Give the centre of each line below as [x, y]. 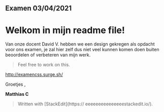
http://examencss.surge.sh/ [34, 74]
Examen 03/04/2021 [39, 8]
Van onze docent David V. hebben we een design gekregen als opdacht [80, 44]
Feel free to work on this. [44, 65]
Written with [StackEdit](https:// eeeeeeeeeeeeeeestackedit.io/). [85, 104]
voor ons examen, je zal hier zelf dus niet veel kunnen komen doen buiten [82, 50]
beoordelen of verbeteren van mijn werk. [48, 55]
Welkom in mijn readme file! [65, 30]
